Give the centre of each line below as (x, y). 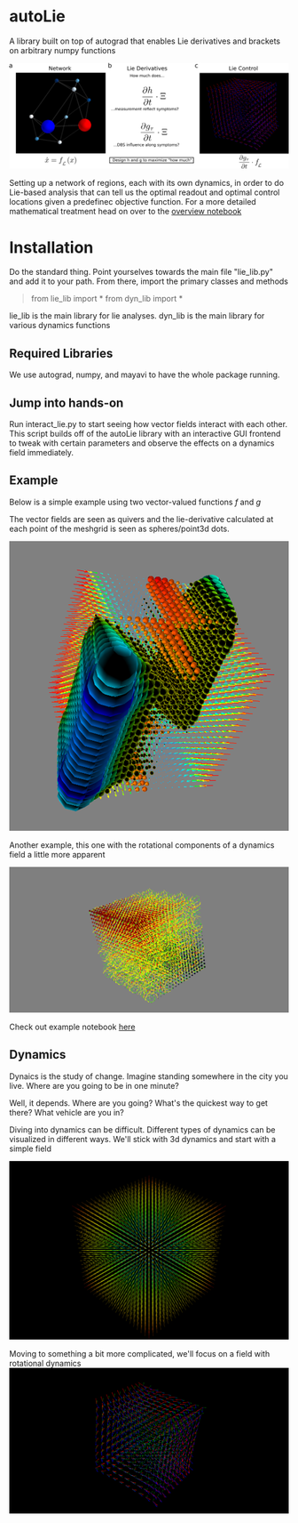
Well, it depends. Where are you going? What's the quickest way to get (139, 1103)
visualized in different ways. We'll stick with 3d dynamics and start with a (143, 1139)
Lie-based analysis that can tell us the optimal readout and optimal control (145, 192)
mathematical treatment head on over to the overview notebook (125, 212)
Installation (51, 247)
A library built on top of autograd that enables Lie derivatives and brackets (145, 41)
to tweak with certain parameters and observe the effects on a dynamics (142, 443)
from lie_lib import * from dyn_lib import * (107, 299)
